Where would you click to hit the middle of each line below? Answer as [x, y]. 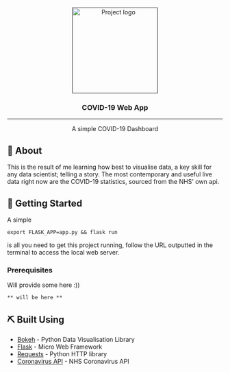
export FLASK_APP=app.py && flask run [62, 232]
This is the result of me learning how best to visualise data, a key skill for [110, 167]
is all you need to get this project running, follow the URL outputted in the [110, 245]
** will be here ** [35, 298]
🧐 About [25, 151]
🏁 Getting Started [45, 203]
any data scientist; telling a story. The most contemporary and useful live [110, 174]
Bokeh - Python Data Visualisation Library [76, 340]
